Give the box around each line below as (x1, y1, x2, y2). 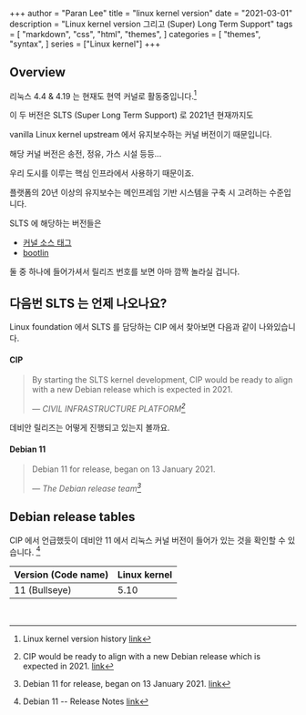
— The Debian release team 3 (31, 482, 142, 494)
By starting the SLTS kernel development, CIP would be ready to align (31, 374, 293, 385)
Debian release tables (9, 509, 136, 525)
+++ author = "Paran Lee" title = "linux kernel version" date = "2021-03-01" (9, 8, 293, 18)
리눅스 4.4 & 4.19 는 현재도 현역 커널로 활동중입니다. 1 (9, 88, 198, 101)
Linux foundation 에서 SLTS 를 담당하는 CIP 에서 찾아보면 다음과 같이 (9, 322, 257, 332)
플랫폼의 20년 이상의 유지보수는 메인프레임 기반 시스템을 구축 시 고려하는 (9, 187, 268, 199)
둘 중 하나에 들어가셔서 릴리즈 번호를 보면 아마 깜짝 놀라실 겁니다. (9, 266, 240, 277)
